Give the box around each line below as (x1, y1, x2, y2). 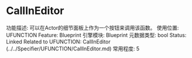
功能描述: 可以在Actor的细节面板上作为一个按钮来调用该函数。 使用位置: (6, 24, 179, 31)
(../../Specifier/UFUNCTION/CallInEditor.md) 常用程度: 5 (6, 45, 140, 52)
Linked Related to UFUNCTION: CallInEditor (6, 38, 111, 45)
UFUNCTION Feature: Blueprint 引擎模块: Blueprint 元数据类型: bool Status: (6, 31, 187, 39)
